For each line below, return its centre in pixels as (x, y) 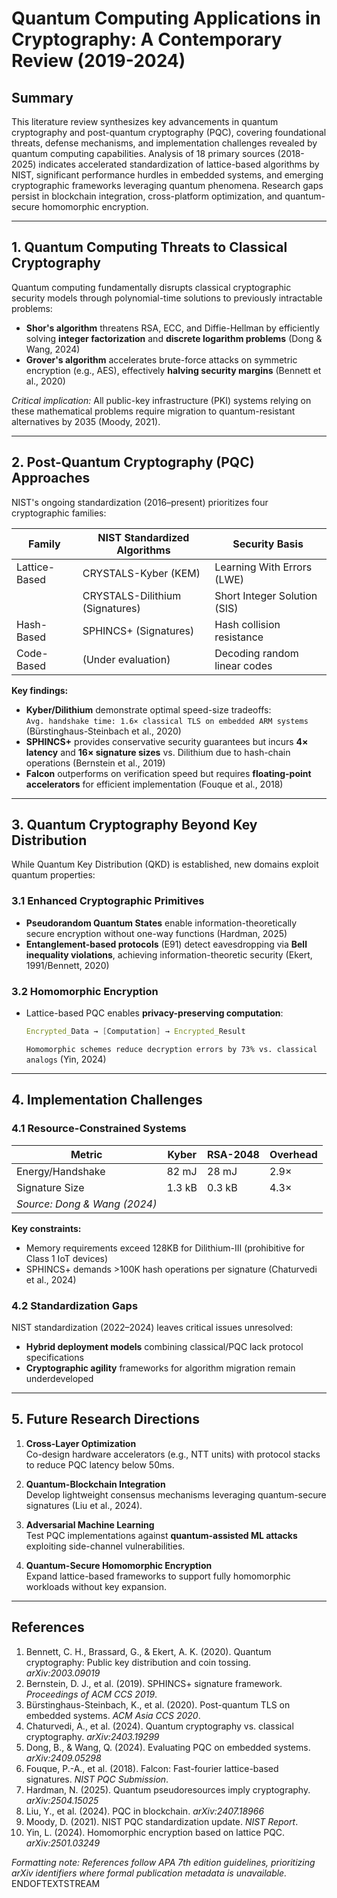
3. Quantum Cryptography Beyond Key (134, 825)
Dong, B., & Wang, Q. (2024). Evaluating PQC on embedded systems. (168, 1747)
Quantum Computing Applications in (166, 18)
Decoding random (256, 653)
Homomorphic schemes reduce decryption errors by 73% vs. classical (171, 1049)
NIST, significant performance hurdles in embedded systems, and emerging (167, 175)
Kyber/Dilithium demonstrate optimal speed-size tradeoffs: (148, 709)
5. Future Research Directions (105, 1419)
